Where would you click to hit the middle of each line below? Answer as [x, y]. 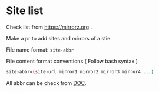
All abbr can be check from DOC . [46, 83]
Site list [25, 11]
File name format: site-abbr [40, 50]
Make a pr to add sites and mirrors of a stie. [59, 38]
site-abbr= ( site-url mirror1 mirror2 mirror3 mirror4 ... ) [80, 71]
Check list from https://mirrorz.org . [49, 27]
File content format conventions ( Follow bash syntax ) [72, 61]
